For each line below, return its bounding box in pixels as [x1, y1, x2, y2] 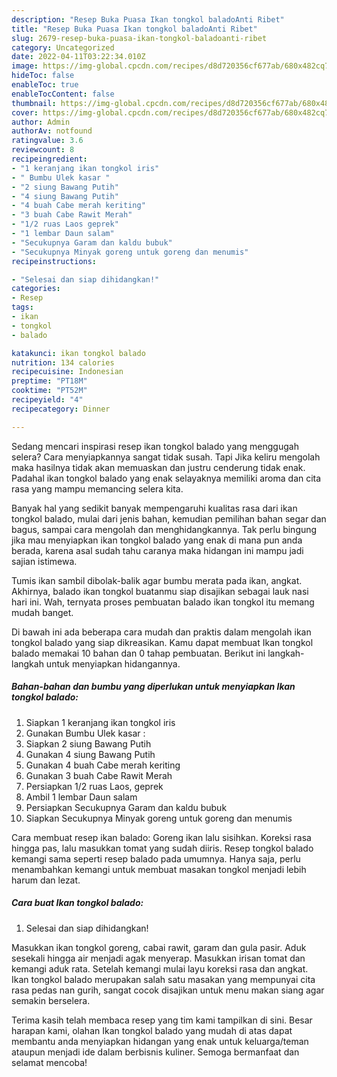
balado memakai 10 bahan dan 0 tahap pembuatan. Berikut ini [11, 647, 266, 659]
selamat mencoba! [11, 1056, 88, 1068]
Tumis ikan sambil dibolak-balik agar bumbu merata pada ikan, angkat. [11, 574, 303, 586]
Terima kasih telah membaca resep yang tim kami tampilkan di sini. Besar [11, 1014, 313, 1026]
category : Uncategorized [11, 42, 115, 53]
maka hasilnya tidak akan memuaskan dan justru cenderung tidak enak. [11, 461, 306, 473]
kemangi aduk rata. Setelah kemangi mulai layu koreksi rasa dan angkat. [11, 962, 309, 975]
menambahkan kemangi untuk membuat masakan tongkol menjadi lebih [11, 863, 307, 875]
